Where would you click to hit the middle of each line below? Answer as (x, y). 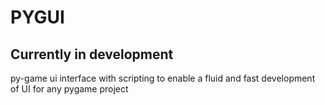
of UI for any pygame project (69, 89)
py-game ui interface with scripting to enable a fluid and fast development (163, 78)
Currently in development (92, 54)
